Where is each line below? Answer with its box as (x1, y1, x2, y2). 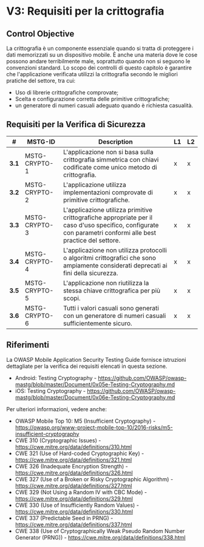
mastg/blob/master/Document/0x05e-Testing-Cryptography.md (15, 381, 175, 388)
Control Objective (6, 29, 75, 39)
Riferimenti (6, 340, 50, 350)
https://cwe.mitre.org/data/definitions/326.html (15, 469, 133, 476)
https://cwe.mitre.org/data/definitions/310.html (15, 443, 132, 450)
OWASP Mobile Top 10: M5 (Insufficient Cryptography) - (15, 417, 156, 425)
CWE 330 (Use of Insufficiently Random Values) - (15, 501, 140, 509)
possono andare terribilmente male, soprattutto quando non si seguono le (6, 58, 191, 65)
